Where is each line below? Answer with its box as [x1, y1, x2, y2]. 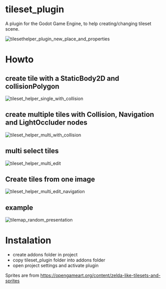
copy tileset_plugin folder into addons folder [12, 257, 105, 263]
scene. [5, 26, 20, 32]
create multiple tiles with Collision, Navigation [5, 110, 154, 119]
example [5, 203, 34, 212]
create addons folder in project [12, 252, 78, 258]
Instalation [5, 235, 51, 246]
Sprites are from [5, 272, 40, 279]
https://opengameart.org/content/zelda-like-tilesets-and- [40, 272, 161, 279]
